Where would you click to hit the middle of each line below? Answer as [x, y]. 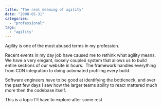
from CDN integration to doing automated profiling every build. [68, 70]
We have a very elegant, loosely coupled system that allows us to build [76, 60]
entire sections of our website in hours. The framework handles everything [81, 65]
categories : [17, 18]
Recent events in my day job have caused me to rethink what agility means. [81, 55]
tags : [10, 28]
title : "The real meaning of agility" [44, 9]
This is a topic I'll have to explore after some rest [54, 99]
